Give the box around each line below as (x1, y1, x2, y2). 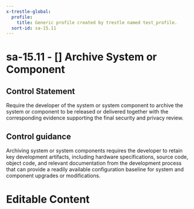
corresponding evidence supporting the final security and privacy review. (6, 114, 184, 121)
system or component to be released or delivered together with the (6, 108, 169, 115)
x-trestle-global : (6, 8, 51, 15)
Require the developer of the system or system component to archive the (6, 102, 183, 109)
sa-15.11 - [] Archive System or (6, 51, 157, 64)
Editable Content (6, 193, 90, 206)
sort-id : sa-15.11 (11, 25, 57, 31)
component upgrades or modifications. (6, 172, 101, 180)
